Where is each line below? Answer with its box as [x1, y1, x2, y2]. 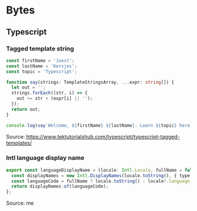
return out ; [11, 106, 41, 112]
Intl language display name [6, 154, 85, 162]
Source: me [6, 200, 34, 207]
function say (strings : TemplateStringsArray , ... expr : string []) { [6, 79, 175, 85]
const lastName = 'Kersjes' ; [6, 63, 77, 69]
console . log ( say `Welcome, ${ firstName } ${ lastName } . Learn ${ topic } [6, 122, 177, 128]
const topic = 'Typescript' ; [6, 69, 77, 74]
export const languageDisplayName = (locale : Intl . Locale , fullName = [6, 167, 182, 173]
